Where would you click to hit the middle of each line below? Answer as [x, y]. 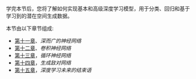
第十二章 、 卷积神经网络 [43, 48]
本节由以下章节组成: [30, 28]
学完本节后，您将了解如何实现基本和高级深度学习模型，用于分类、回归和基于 [98, 8]
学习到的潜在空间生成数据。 [39, 16]
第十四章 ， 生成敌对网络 [43, 63]
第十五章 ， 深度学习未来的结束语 [53, 70]
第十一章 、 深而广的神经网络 [48, 41]
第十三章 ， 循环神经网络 [43, 55]
